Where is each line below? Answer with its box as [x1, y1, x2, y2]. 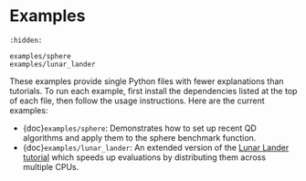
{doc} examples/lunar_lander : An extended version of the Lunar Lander [22, 142, 290, 153]
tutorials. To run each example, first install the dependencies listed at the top [9, 85, 298, 96]
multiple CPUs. [22, 161, 79, 172]
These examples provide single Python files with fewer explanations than [9, 75, 285, 87]
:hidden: [9, 36, 43, 45]
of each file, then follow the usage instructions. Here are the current [9, 95, 265, 106]
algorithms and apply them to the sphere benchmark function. [22, 132, 257, 143]
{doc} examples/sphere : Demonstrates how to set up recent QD [22, 122, 258, 133]
